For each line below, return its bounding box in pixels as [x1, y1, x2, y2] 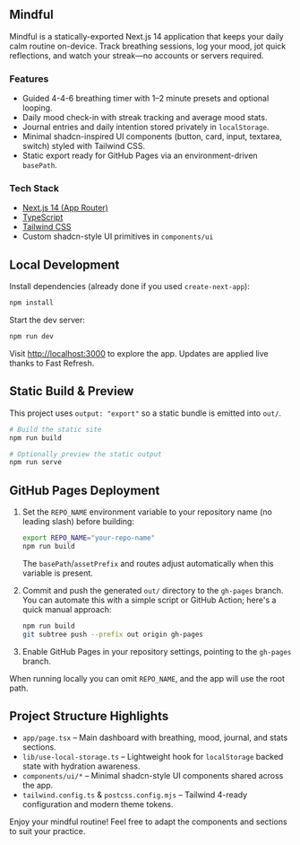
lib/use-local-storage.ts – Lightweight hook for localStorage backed [21, 752, 284, 762]
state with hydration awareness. [21, 761, 141, 771]
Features [9, 72, 49, 84]
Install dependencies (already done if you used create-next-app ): [9, 281, 251, 292]
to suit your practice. [9, 826, 86, 837]
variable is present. [21, 568, 94, 578]
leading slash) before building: [21, 516, 134, 527]
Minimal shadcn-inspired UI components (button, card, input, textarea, [21, 131, 282, 142]
